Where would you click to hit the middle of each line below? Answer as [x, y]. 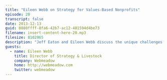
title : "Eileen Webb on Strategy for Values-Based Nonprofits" [73, 10]
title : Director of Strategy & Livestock [58, 56]
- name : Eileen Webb [31, 51]
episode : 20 [18, 14]
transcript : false [24, 19]
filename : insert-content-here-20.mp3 [46, 33]
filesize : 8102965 [24, 38]
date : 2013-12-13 [23, 24]
